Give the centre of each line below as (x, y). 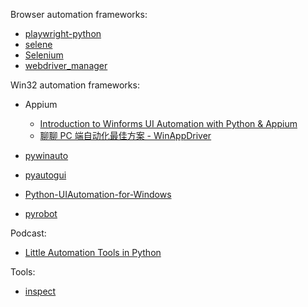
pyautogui (45, 175)
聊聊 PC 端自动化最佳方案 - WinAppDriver (125, 135)
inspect (40, 291)
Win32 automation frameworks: (75, 85)
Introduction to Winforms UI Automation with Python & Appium (168, 123)
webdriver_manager (66, 65)
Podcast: (28, 233)
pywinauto (46, 155)
